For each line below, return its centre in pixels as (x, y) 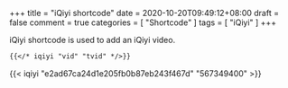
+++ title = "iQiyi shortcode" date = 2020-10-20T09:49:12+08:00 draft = (144, 13)
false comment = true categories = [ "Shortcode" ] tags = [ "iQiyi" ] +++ (143, 22)
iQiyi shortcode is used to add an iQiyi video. (93, 40)
